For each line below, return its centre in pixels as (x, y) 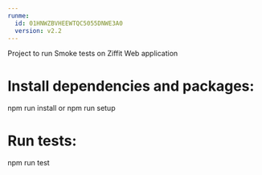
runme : (18, 16)
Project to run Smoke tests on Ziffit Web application (93, 54)
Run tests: (42, 140)
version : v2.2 (38, 31)
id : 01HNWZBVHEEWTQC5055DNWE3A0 (69, 23)
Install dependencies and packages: (131, 86)
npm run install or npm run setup (61, 108)
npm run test (29, 163)
